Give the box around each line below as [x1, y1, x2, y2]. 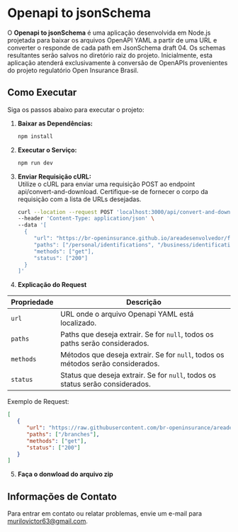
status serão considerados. [59, 379, 151, 389]
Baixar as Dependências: [17, 119, 93, 128]
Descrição [126, 298, 161, 307]
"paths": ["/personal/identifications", [33, 241, 154, 249]
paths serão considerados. [59, 339, 149, 349]
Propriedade [11, 298, 54, 307]
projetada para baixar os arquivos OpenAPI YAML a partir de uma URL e [7, 35, 217, 44]
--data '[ [17, 222, 47, 229]
